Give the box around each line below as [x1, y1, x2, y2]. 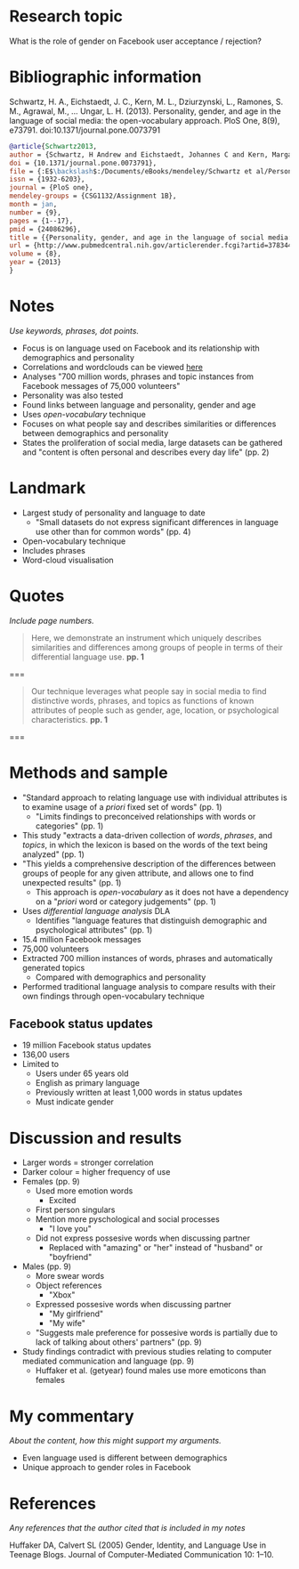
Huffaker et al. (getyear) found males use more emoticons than [35, 1365, 267, 1376]
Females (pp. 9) [21, 1177, 80, 1187]
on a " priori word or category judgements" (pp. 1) [35, 896, 216, 907]
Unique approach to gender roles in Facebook [21, 1462, 191, 1473]
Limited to [21, 1059, 60, 1070]
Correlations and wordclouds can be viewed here [21, 361, 203, 372]
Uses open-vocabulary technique [21, 408, 147, 419]
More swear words [35, 1271, 105, 1282]
